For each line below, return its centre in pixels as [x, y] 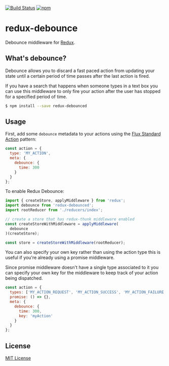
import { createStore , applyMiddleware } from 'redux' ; [65, 201]
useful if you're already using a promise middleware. [60, 258]
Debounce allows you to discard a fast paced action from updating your [80, 71]
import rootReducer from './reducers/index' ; [54, 210]
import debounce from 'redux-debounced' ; [50, 206]
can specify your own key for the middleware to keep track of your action [82, 273]
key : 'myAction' [36, 316]
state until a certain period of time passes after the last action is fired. [78, 76]
